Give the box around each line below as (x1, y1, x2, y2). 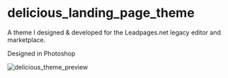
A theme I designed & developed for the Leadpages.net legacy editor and (7, 28, 222, 37)
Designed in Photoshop (7, 49, 76, 58)
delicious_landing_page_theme (7, 5, 195, 21)
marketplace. (7, 35, 46, 44)
